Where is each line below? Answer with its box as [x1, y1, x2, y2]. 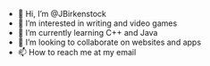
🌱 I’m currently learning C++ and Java [17, 28, 158, 37]
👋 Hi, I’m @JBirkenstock [17, 9, 107, 19]
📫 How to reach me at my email [17, 47, 137, 57]
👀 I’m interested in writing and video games [17, 18, 178, 29]
